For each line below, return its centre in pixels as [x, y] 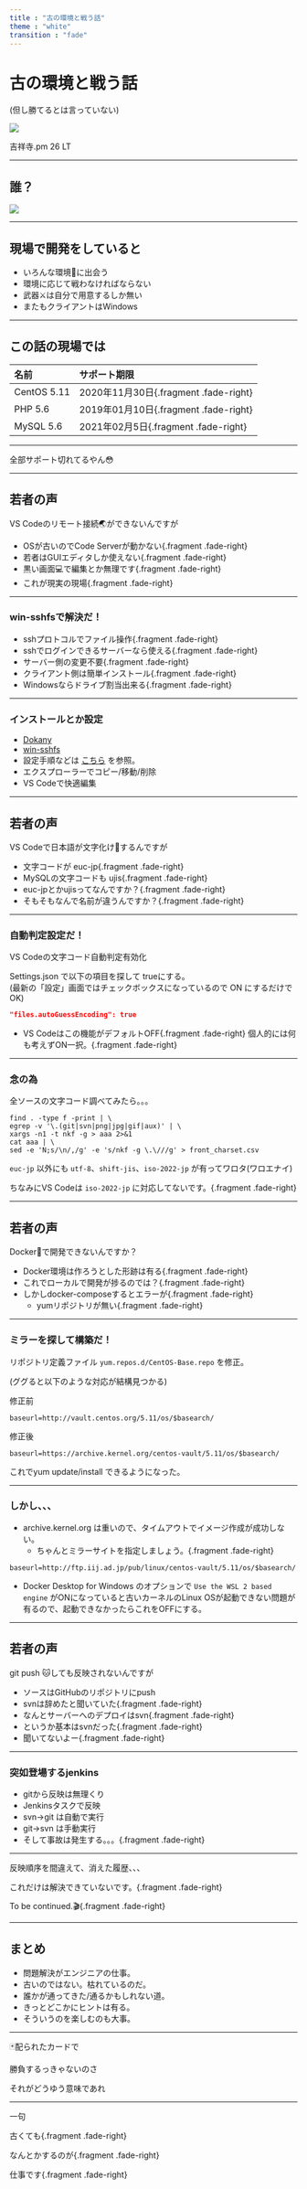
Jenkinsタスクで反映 [61, 1805]
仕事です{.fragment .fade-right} [69, 2174]
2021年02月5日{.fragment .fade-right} [163, 426]
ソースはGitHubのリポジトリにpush [89, 1692]
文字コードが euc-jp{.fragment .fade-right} [103, 866]
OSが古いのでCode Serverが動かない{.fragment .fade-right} [135, 546]
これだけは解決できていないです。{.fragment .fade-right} [116, 1887]
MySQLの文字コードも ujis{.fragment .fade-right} [115, 878]
